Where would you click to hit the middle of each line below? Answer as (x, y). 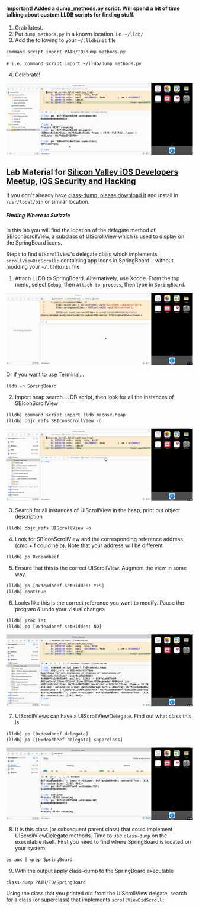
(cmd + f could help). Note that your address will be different (89, 545)
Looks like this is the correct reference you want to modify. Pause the (99, 603)
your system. (31, 848)
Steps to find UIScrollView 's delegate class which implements (82, 254)
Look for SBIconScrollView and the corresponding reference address (99, 539)
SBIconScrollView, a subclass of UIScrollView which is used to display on (95, 236)
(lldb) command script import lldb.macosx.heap (66, 415)
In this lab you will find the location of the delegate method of (81, 230)
